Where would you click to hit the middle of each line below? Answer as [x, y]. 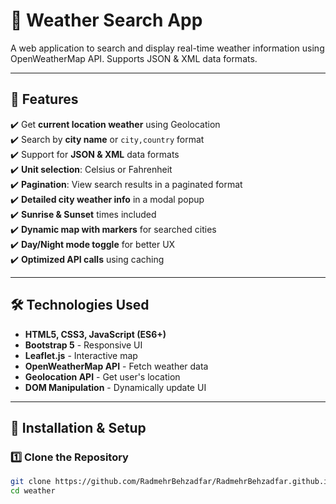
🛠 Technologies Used [80, 305]
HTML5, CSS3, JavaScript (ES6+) [95, 334]
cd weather [33, 491]
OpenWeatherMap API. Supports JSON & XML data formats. [134, 58]
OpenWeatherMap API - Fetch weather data [116, 366]
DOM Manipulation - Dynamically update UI [115, 387]
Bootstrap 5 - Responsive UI [83, 345]
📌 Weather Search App [106, 20]
